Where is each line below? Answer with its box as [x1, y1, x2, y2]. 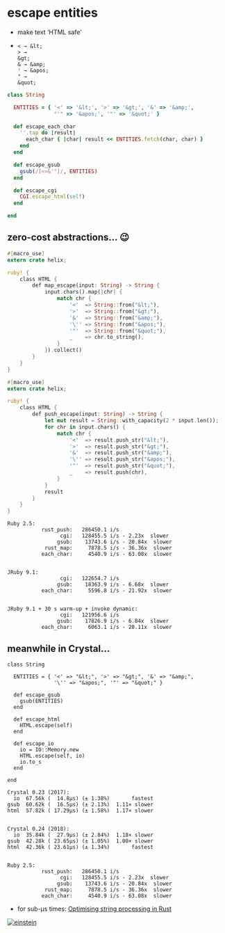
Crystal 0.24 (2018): [7, 825, 70, 832]
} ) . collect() [44, 346, 82, 354]
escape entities [7, 5, 99, 21]
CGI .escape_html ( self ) [19, 193, 85, 200]
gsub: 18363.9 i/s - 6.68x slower [56, 581, 169, 589]
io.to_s [19, 758, 42, 765]
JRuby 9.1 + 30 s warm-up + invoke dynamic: [7, 605, 138, 613]
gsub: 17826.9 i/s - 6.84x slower [56, 618, 169, 625]
